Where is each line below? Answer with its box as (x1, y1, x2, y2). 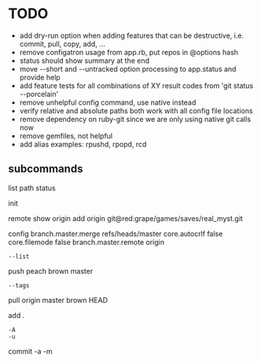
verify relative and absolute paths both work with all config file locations (19, 105, 253, 115)
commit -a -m (8, 346, 53, 356)
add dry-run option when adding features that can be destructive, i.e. (19, 31, 244, 40)
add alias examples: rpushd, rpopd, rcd (19, 139, 147, 149)
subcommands (8, 162, 83, 175)
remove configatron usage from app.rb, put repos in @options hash (19, 47, 238, 57)
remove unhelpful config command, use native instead (19, 98, 197, 107)
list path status (8, 183, 57, 193)
